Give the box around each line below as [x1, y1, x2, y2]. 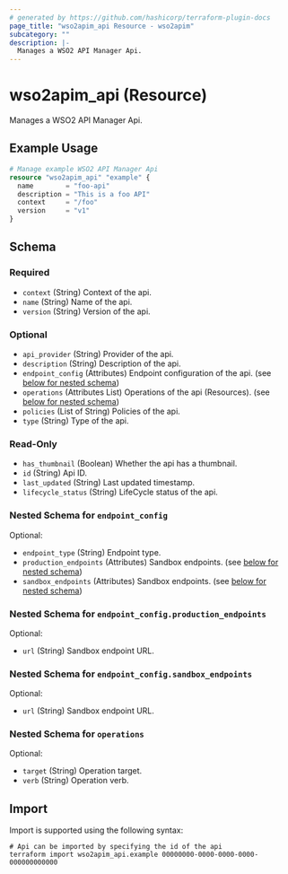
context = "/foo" [17, 198, 99, 207]
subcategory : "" [9, 30, 70, 39]
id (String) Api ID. [22, 468, 88, 478]
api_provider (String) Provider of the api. [22, 348, 174, 359]
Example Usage [9, 141, 99, 156]
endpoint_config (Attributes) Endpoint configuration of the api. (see [22, 367, 272, 378]
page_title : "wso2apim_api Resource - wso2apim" [9, 22, 195, 31]
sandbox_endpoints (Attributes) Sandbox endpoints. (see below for [22, 575, 267, 586]
